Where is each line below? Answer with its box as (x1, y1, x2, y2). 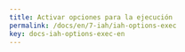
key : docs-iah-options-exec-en (9, 29, 125, 38)
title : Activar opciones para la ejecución (9, 12, 173, 22)
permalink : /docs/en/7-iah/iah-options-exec (9, 21, 177, 30)
